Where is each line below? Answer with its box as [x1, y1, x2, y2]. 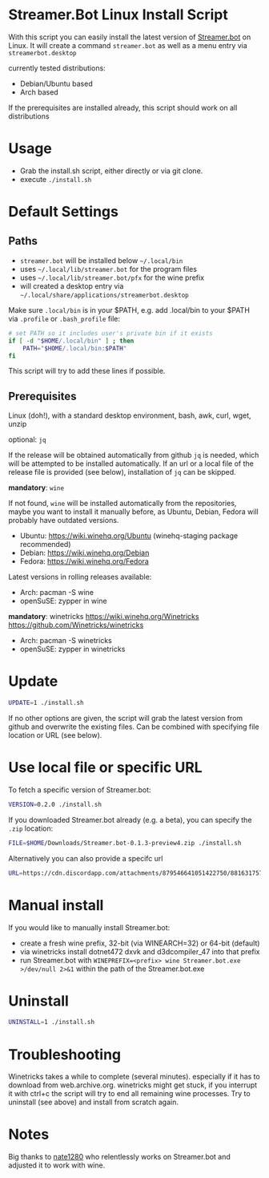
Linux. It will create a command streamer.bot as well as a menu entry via [8, 40, 248, 50]
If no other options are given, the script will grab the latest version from [8, 714, 243, 723]
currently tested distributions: [8, 63, 106, 73]
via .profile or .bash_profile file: [8, 314, 121, 323]
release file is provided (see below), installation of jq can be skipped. [8, 468, 236, 477]
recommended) [19, 540, 71, 549]
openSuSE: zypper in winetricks [19, 644, 126, 654]
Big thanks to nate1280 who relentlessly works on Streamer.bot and [8, 1152, 231, 1162]
